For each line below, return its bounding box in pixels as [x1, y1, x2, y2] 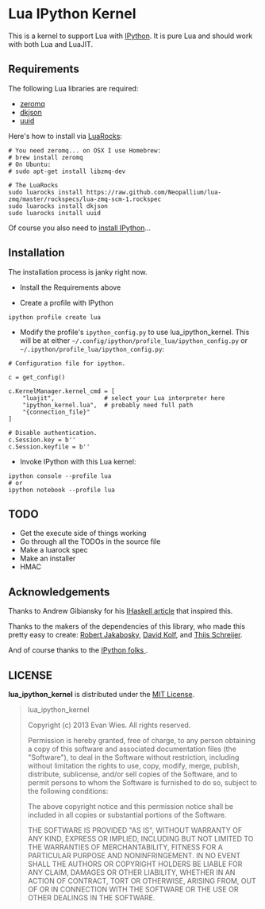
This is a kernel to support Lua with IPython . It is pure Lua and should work [8, 31, 253, 40]
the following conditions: [27, 787, 109, 795]
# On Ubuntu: [8, 160, 52, 168]
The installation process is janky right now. [8, 267, 148, 276]
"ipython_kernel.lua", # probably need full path [22, 401, 194, 409]
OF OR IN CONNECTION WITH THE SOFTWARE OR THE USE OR [27, 884, 239, 894]
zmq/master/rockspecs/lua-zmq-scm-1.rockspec [8, 195, 161, 203]
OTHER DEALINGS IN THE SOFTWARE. [27, 893, 156, 902]
